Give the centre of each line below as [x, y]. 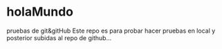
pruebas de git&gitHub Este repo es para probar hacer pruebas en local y [111, 31]
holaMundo [40, 12]
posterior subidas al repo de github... [59, 37]
